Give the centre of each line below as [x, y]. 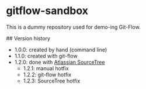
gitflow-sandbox [47, 11]
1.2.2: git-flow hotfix [47, 74]
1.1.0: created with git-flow [46, 56]
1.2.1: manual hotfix [46, 68]
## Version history [28, 38]
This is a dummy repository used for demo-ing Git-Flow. [74, 27]
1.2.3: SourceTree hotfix [52, 81]
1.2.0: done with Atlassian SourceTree [60, 62]
